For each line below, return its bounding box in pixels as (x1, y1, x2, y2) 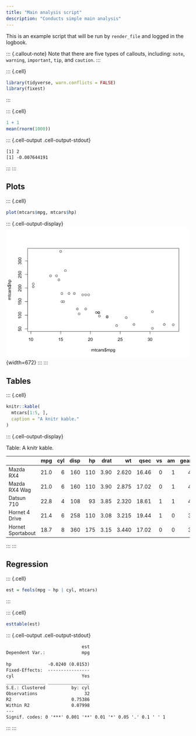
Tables (6, 376, 31, 386)
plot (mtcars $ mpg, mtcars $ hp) (6, 209, 77, 215)
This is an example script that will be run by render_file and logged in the (6, 32, 184, 39)
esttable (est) (6, 621, 41, 627)
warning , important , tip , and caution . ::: (6, 56, 101, 63)
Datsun (8, 495, 26, 502)
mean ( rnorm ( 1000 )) (6, 126, 51, 132)
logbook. (6, 39, 27, 46)
